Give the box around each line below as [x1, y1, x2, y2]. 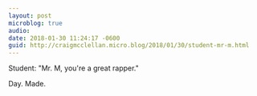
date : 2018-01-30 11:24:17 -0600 [8, 34, 120, 42]
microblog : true [8, 19, 63, 27]
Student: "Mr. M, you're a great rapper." [8, 63, 139, 73]
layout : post [8, 11, 52, 20]
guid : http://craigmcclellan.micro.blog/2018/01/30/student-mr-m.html [8, 42, 250, 50]
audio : [8, 26, 31, 34]
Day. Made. [8, 79, 47, 89]
